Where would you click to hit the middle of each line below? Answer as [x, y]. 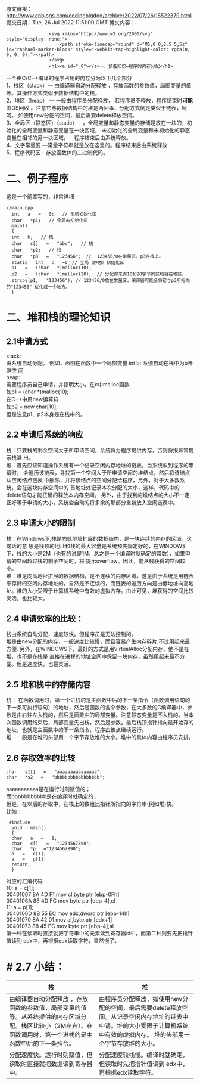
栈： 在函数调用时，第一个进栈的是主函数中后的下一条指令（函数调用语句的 [98, 700]
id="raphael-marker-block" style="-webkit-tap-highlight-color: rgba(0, [98, 49]
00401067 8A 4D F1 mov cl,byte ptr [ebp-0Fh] [63, 894]
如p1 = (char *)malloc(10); [37, 392]
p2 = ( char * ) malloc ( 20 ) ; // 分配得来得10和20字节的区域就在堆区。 [99, 274]
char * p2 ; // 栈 [36, 250]
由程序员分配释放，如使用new [141, 999]
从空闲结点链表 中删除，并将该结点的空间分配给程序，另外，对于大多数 [93, 480]
